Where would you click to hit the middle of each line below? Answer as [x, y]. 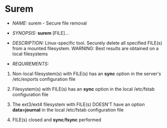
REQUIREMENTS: [30, 63]
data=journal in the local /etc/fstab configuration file [68, 110]
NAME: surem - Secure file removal [49, 23]
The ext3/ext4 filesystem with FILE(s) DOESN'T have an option [78, 104]
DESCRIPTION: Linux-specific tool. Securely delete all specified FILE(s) [87, 43]
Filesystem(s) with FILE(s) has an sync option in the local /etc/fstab [83, 89]
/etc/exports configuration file [44, 79]
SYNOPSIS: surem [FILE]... [40, 33]
